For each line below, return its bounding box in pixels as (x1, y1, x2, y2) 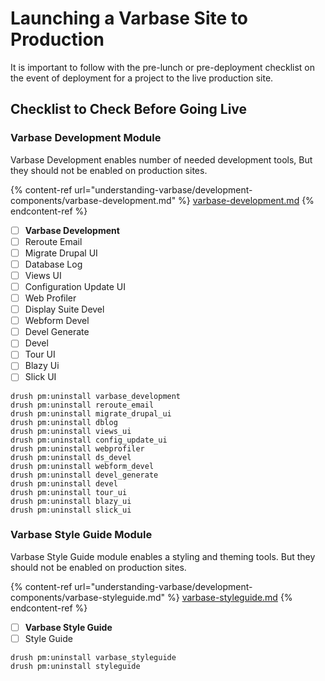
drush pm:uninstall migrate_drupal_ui (10, 408, 172, 419)
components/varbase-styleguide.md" (10, 591, 166, 603)
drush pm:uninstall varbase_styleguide (10, 652, 177, 662)
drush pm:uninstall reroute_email (10, 400, 155, 410)
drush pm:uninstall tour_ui (10, 487, 128, 497)
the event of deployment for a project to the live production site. (10, 72, 274, 84)
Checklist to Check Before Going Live (10, 101, 248, 118)
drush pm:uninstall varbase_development (10, 391, 182, 401)
